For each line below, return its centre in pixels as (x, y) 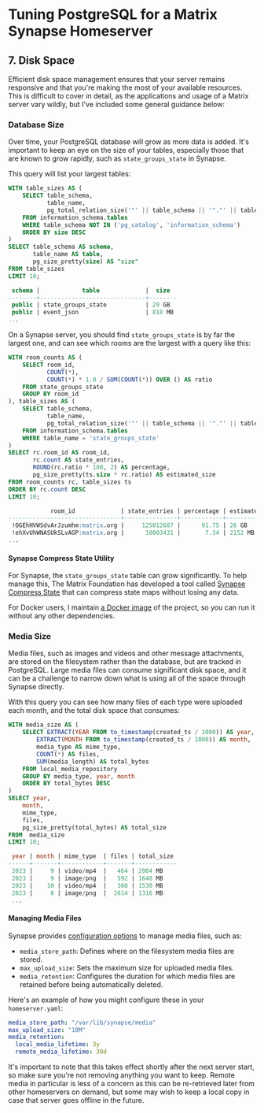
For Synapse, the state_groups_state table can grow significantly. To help (128, 576)
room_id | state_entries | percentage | (138, 511)
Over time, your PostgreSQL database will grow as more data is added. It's (129, 142)
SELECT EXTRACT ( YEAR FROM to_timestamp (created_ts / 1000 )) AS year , (139, 733)
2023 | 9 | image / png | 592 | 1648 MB (87, 878)
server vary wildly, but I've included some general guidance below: (117, 104)
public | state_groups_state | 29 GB (91, 305)
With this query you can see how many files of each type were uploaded (125, 702)
